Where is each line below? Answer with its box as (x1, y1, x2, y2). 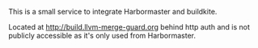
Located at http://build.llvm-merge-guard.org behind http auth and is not (8, 22, 251, 31)
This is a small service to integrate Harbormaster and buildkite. (8, 7, 218, 16)
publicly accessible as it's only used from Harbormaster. (8, 31, 197, 40)
